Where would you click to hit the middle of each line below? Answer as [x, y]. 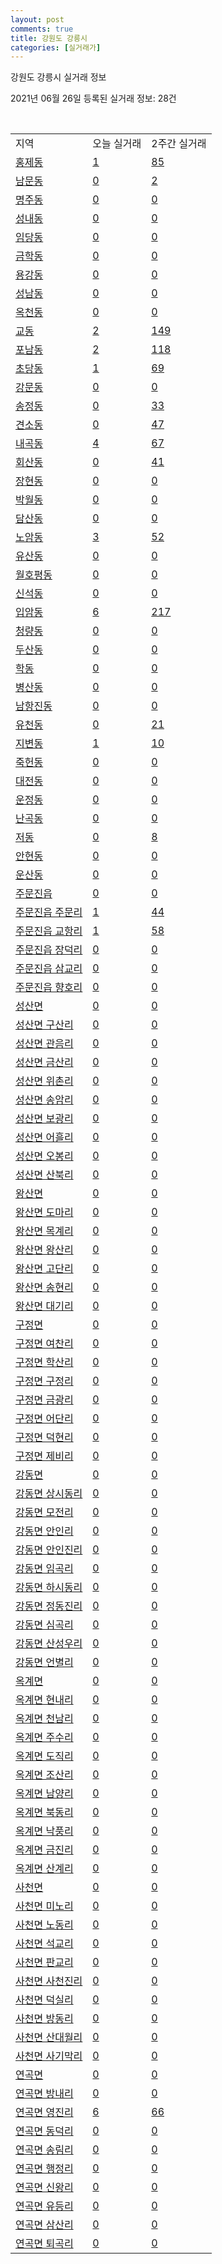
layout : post [37, 19]
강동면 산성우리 [49, 1644]
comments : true [42, 29]
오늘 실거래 [117, 144]
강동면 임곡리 [44, 1569]
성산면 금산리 [44, 1063]
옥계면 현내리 [44, 1700]
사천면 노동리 [44, 1925]
